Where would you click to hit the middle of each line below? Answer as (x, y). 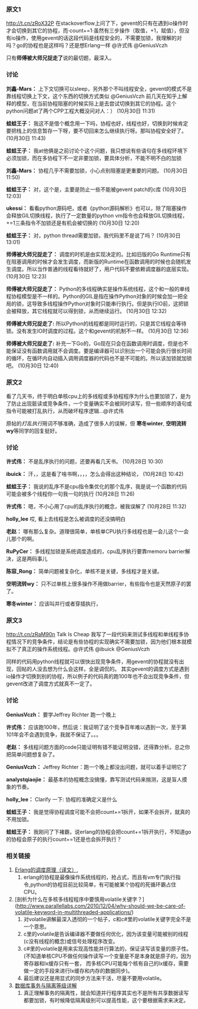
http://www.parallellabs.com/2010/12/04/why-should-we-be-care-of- (101, 906)
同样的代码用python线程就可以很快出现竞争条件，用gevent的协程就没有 (93, 662)
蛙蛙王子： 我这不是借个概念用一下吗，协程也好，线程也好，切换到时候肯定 (97, 123)
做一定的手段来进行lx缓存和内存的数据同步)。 (78, 971)
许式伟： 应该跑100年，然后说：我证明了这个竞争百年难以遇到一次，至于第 (96, 727)
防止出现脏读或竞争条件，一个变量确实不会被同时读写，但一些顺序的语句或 (101, 403)
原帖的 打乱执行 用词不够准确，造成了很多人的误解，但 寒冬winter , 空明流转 (96, 423)
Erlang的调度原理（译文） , (46, 870)
